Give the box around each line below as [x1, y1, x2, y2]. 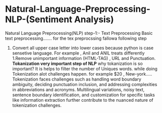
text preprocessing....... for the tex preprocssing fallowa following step [5, 35, 147, 41]
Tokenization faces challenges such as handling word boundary [12, 76, 141, 82]
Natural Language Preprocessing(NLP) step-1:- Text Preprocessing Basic [5, 30, 153, 36]
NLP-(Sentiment [5, 14, 73, 25]
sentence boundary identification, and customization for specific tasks [12, 92, 155, 98]
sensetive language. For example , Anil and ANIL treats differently [12, 50, 145, 56]
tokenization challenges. [12, 102, 62, 108]
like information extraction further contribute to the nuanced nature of [12, 97, 154, 103]
